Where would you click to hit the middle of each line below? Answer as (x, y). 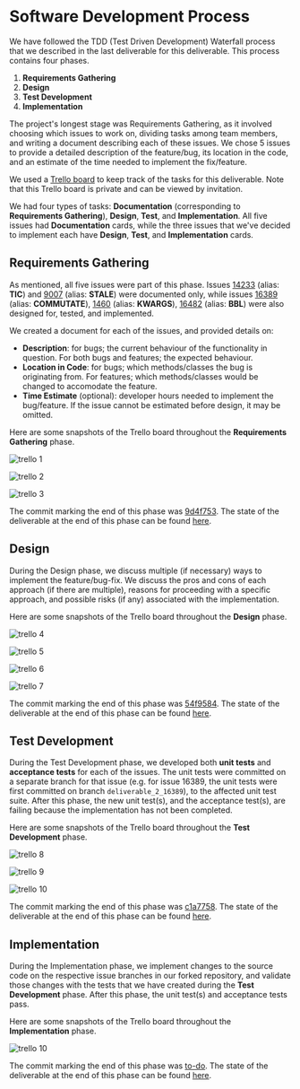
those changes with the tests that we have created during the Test (132, 985)
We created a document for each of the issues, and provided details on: (141, 330)
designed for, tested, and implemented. (82, 313)
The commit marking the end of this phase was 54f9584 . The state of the (145, 703)
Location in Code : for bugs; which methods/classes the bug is (137, 367)
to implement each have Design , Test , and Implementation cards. (131, 234)
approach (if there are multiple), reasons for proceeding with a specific (140, 589)
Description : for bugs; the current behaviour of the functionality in (145, 348)
